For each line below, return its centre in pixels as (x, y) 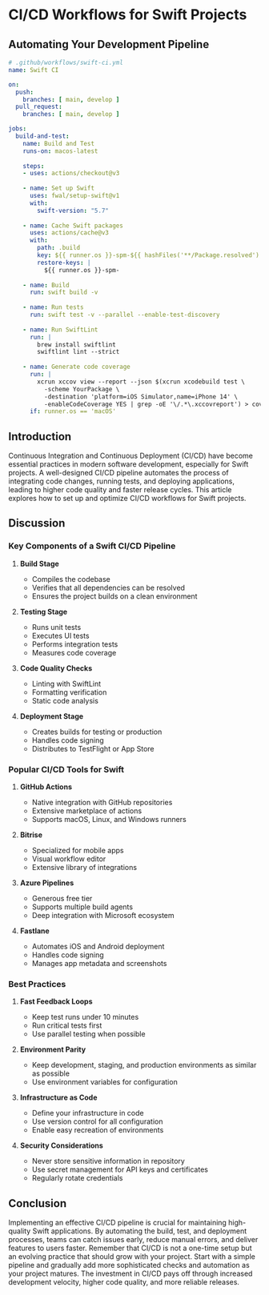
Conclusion (38, 1203)
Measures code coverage (74, 652)
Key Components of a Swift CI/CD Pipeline (92, 546)
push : (25, 92)
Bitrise (31, 835)
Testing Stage (44, 611)
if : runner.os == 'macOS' (72, 411)
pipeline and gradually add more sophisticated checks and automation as (129, 1265)
